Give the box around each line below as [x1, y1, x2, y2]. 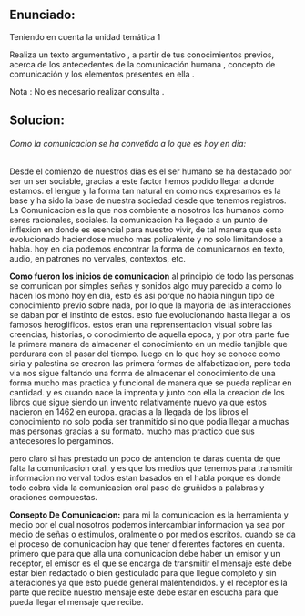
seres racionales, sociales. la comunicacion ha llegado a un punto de [9, 214, 269, 226]
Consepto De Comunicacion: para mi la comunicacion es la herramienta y [9, 509, 289, 520]
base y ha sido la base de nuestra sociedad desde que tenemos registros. [9, 195, 287, 206]
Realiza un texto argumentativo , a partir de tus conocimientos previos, [9, 49, 275, 60]
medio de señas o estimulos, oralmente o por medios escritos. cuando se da [9, 529, 296, 540]
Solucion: [9, 113, 66, 128]
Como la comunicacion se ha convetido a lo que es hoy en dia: [9, 138, 247, 149]
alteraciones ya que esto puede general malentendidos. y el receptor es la [9, 578, 289, 589]
